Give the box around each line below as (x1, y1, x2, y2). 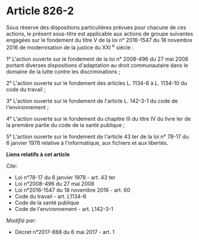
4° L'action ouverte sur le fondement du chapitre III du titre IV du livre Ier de (6, 115, 191, 122)
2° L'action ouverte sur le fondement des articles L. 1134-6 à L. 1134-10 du (6, 79, 188, 87)
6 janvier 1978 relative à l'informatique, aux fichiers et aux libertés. (6, 139, 169, 146)
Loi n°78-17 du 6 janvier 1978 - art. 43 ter (14, 173, 116, 181)
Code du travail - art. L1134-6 (14, 192, 87, 200)
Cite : (6, 162, 18, 169)
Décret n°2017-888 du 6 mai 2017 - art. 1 (14, 228, 115, 235)
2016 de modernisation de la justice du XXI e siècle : (6, 43, 134, 51)
